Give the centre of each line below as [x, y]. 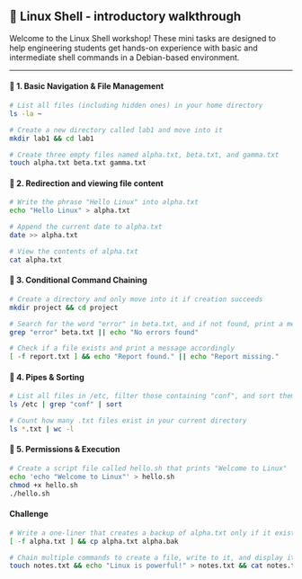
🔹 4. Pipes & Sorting [47, 377]
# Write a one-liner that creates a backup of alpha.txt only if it [140, 533]
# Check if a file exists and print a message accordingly [122, 348]
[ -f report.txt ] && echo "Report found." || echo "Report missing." [144, 357]
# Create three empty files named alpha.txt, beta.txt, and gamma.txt [144, 155]
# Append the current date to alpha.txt [86, 227]
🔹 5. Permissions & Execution [65, 450]
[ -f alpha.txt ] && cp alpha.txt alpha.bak [94, 541]
